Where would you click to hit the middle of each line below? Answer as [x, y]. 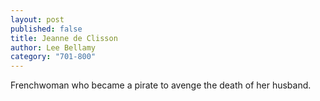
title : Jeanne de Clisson [64, 38]
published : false [46, 29]
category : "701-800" [53, 57]
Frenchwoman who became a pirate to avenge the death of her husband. [161, 85]
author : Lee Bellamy [53, 47]
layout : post [37, 19]
